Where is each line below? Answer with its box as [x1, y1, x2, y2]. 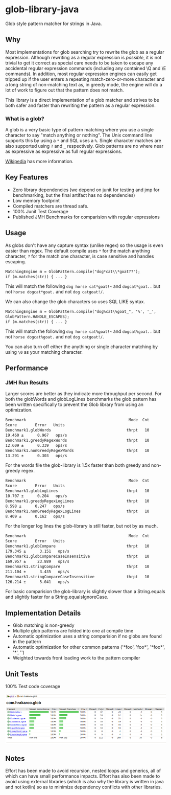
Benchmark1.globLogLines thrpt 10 [5, 488, 150, 494]
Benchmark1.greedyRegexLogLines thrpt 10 [5, 498, 150, 504]
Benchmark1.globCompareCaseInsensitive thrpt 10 [5, 554, 150, 559]
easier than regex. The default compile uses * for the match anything [5, 247, 151, 254]
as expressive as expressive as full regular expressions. [5, 148, 123, 154]
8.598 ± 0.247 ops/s [5, 504, 65, 509]
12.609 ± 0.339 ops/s [5, 443, 67, 448]
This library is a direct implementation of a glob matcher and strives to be [5, 97, 159, 103]
